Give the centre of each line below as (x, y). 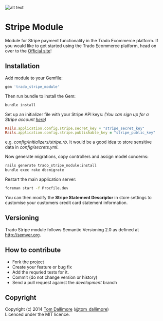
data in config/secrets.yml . (32, 147)
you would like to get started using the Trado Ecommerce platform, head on (81, 46)
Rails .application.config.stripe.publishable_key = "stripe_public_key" (80, 133)
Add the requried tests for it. (40, 272)
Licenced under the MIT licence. (37, 314)
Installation (22, 66)
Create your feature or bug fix (42, 267)
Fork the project (28, 262)
